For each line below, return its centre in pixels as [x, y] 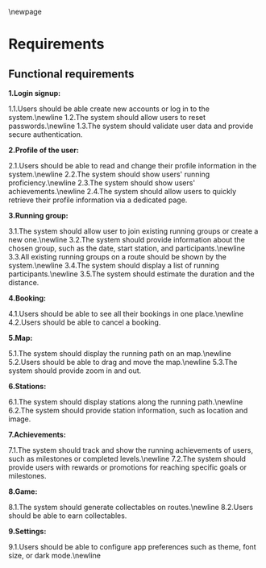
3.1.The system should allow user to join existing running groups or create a [133, 231]
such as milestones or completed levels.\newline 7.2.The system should [127, 459]
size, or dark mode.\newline [54, 556]
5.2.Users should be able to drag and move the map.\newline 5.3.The [123, 362]
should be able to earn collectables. [68, 516]
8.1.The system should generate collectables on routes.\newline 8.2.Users [131, 507]
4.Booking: [27, 298]
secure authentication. [46, 135]
